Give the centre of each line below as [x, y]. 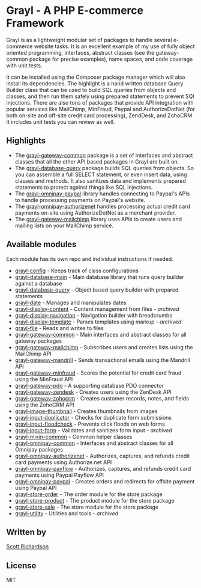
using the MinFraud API [44, 379]
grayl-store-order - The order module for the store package [89, 494]
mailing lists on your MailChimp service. [64, 225]
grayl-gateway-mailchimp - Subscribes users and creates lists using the [104, 347]
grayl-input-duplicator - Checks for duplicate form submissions [93, 417]
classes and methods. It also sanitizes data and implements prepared [100, 180]
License [21, 565]
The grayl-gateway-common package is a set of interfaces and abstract [104, 155]
